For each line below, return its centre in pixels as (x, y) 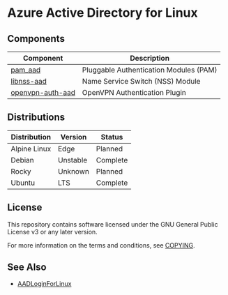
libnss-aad (29, 81)
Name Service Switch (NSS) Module (141, 81)
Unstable (73, 160)
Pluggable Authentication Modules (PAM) (150, 70)
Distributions (36, 118)
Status (112, 137)
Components (36, 39)
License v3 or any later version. (52, 232)
